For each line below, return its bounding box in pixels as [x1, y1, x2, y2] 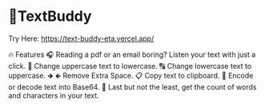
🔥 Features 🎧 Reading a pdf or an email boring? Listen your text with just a [8, 50, 256, 59]
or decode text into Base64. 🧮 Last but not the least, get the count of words [8, 82, 257, 91]
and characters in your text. [8, 90, 100, 100]
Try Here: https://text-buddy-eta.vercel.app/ [8, 34, 155, 43]
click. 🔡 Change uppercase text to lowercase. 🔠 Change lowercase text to [8, 61, 252, 70]
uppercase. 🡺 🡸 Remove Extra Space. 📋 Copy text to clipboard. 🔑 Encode [8, 70, 254, 80]
